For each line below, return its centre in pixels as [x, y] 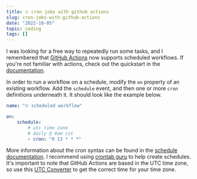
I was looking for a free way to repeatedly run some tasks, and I [85, 51]
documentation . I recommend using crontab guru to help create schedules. [99, 157]
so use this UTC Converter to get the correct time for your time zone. [91, 169]
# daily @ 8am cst [51, 133]
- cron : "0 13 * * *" [55, 139]
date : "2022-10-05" [31, 23]
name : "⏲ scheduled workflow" [44, 106]
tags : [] [17, 34]
